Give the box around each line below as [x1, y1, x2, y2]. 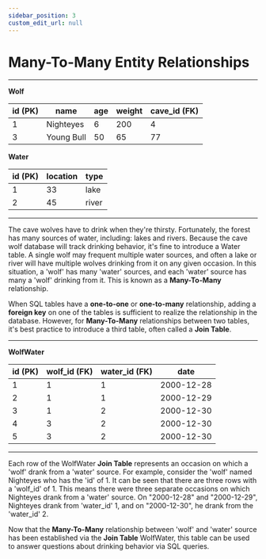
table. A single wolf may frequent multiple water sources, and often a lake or [8, 251, 257, 260]
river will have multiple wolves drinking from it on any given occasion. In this [8, 258, 257, 268]
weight [116, 105, 143, 117]
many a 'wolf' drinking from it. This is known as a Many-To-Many [8, 275, 222, 285]
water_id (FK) [100, 366, 153, 377]
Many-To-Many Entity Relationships [8, 53, 250, 71]
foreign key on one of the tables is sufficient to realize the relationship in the [8, 308, 257, 317]
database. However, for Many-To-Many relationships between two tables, [8, 316, 250, 326]
